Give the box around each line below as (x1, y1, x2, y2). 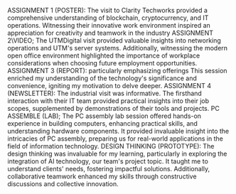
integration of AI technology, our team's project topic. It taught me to (7, 157, 208, 166)
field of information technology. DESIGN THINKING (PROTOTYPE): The (7, 142, 215, 150)
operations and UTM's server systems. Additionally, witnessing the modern (7, 44, 228, 52)
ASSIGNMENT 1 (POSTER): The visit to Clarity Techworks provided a (7, 6, 208, 14)
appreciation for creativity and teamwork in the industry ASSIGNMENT (7, 28, 214, 37)
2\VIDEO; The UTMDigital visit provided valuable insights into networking (7, 36, 222, 45)
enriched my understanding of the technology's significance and (7, 74, 197, 82)
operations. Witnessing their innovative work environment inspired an (7, 21, 211, 29)
